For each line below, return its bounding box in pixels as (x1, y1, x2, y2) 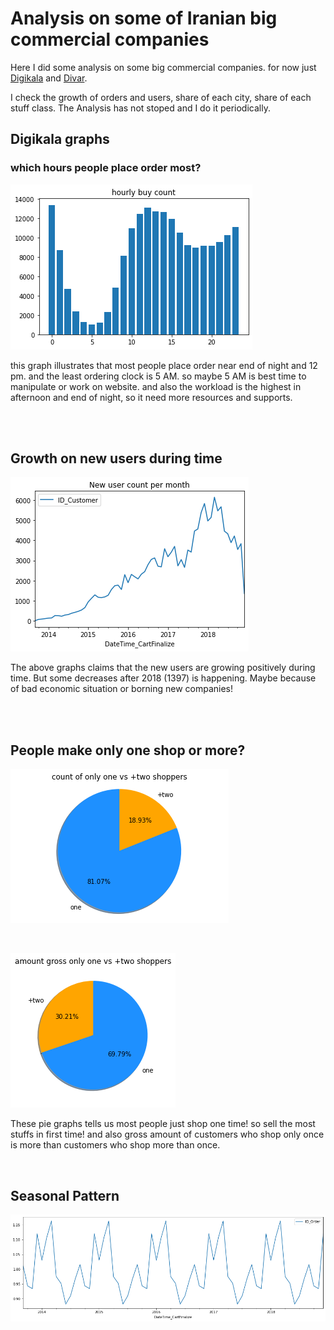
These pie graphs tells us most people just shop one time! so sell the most (10, 1118, 316, 1130)
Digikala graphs (10, 131, 110, 148)
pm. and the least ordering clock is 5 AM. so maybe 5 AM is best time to (10, 370, 307, 382)
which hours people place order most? (10, 161, 202, 175)
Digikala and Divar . (10, 72, 88, 84)
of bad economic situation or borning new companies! (10, 683, 234, 695)
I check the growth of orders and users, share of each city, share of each (10, 91, 312, 103)
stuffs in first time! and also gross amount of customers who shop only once (10, 1128, 325, 1141)
